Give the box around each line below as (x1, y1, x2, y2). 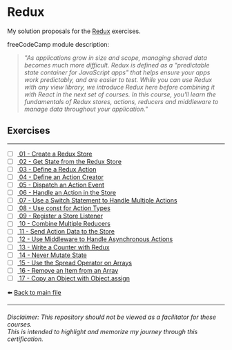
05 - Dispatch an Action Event (19, 181, 105, 189)
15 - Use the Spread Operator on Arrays (19, 258, 133, 267)
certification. (7, 335, 43, 343)
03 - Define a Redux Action (19, 165, 97, 173)
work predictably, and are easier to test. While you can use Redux (23, 75, 213, 83)
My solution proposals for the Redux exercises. (7, 27, 141, 35)
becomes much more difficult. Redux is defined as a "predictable (23, 61, 210, 69)
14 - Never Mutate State (19, 251, 88, 259)
